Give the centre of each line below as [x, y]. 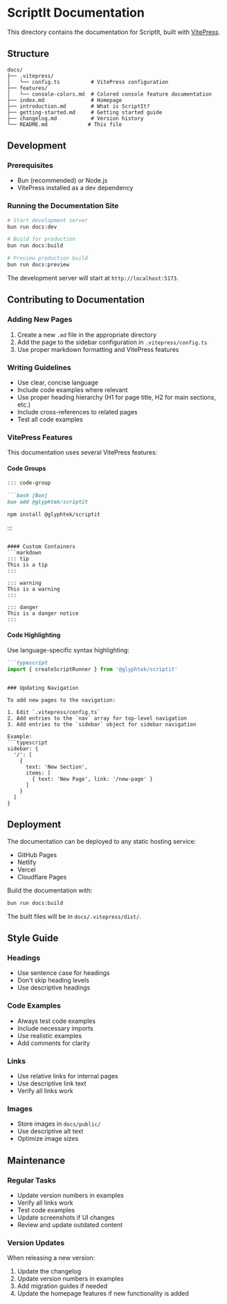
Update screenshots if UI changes [66, 1217]
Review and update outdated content [70, 1225]
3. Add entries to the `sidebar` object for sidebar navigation [102, 724]
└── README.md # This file [65, 124]
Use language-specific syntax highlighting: [69, 650]
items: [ [38, 773]
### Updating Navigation [43, 688]
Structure [28, 54]
